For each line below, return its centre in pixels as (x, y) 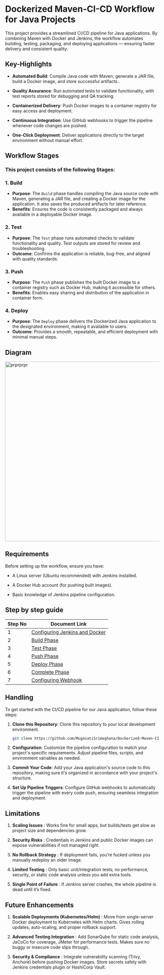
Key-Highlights (29, 64)
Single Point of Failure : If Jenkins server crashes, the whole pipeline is (84, 884)
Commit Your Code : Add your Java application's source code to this (81, 768)
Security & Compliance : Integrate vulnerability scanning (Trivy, (77, 957)
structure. (22, 778)
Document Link (69, 624)
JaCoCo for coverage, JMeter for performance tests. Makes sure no (81, 942)
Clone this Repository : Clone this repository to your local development (84, 724)
